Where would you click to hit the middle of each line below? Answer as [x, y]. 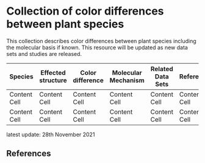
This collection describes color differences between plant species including [101, 41]
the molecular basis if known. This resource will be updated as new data [97, 47]
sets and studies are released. [44, 54]
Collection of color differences [85, 11]
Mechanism [127, 80]
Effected [53, 72]
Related [162, 69]
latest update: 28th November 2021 [51, 134]
